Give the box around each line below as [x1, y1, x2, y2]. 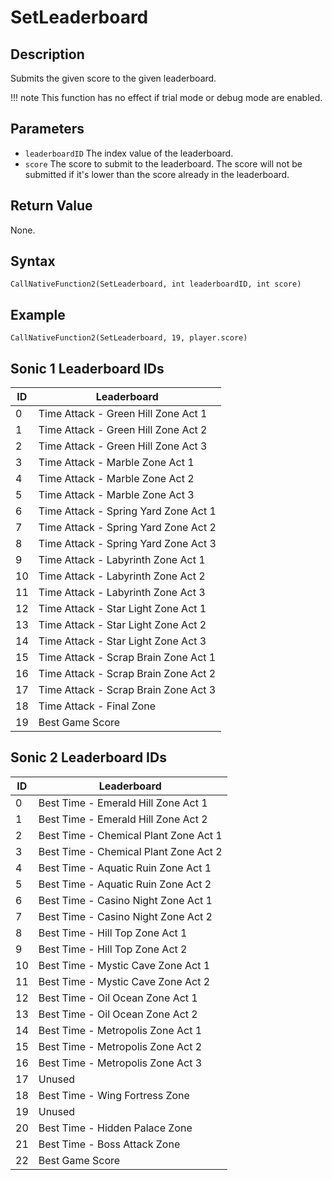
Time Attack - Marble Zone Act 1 [38, 456, 195, 470]
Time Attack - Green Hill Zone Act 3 [38, 439, 208, 453]
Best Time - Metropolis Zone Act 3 [38, 1056, 203, 1070]
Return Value [10, 197, 93, 215]
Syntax [10, 253, 56, 270]
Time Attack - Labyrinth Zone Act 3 [38, 586, 206, 600]
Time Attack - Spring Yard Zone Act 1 [38, 504, 217, 518]
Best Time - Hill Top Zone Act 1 [38, 926, 188, 940]
